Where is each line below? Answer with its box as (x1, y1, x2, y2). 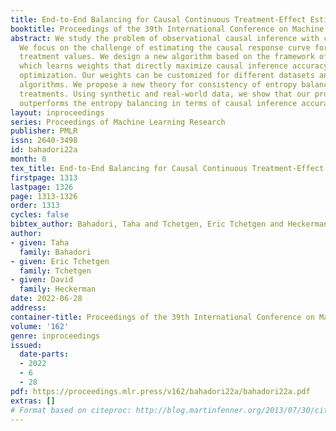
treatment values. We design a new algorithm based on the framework (19, 52, 315, 62)
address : (10, 303, 47, 313)
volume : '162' (10, 321, 70, 331)
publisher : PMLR (10, 126, 78, 136)
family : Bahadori (19, 247, 92, 257)
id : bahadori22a (10, 145, 78, 155)
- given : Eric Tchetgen (10, 256, 110, 266)
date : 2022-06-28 (10, 294, 83, 304)
